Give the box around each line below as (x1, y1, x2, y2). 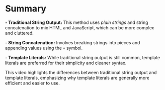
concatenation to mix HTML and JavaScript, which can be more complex (5, 24, 154, 30)
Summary (5, 3, 46, 14)
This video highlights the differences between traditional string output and (5, 69, 157, 75)
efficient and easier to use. (5, 80, 60, 86)
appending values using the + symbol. (5, 45, 83, 51)
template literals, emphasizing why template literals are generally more (5, 75, 150, 81)
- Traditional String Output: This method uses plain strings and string (5, 19, 148, 25)
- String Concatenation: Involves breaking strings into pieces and (5, 39, 140, 45)
